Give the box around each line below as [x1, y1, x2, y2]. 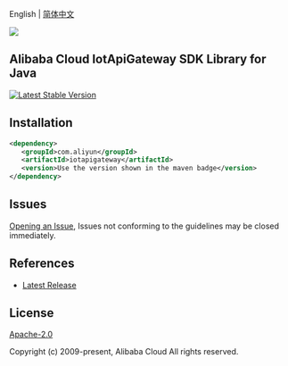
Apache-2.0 [9, 329, 53, 340]
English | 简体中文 [9, 9, 75, 19]
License [9, 305, 54, 320]
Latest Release [21, 279, 78, 290]
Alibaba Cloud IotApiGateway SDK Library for [9, 52, 267, 67]
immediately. [9, 229, 56, 240]
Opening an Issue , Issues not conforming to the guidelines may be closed [9, 220, 279, 231]
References [9, 256, 75, 271]
